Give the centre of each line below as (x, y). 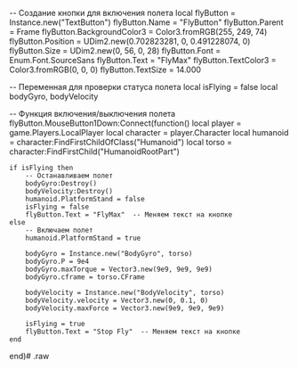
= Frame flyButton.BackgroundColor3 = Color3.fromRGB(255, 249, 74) (138, 32)
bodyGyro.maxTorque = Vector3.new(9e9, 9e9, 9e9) (119, 269)
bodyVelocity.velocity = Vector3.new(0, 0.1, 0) (117, 300)
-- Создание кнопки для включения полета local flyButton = (122, 13)
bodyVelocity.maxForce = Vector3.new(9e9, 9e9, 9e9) (125, 308)
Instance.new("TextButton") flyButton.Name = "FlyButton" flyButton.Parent (146, 22)
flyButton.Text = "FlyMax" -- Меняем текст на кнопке (129, 215)
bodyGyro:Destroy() (61, 184)
